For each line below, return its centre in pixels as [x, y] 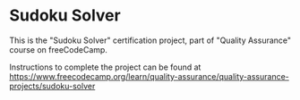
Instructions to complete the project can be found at [105, 67]
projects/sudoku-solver [52, 86]
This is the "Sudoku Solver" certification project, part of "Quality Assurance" [150, 40]
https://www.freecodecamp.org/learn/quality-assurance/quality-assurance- [149, 76]
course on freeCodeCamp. [58, 49]
